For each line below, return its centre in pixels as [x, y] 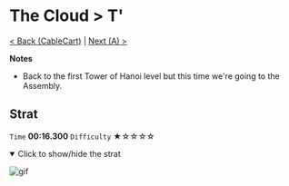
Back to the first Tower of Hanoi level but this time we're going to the [151, 76]
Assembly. [42, 85]
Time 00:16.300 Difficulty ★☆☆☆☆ [82, 136]
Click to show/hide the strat [69, 153]
